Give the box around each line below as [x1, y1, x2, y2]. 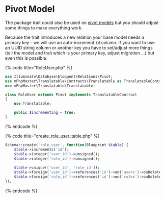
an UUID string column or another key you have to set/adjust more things [5, 45, 153, 50]
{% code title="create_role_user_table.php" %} [5, 133, 100, 139]
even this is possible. [5, 55, 48, 61]
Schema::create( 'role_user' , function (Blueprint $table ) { [5, 142, 129, 148]
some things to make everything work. [5, 25, 83, 30]
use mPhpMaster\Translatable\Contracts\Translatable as [5, 78, 122, 84]
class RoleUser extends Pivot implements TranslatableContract [5, 92, 137, 97]
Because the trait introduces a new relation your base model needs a [5, 34, 144, 40]
